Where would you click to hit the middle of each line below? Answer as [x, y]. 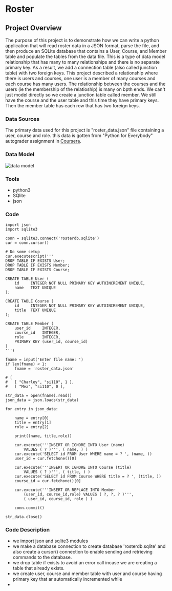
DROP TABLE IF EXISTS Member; [38, 265]
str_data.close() [24, 517]
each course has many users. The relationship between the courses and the [85, 84]
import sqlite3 [21, 230]
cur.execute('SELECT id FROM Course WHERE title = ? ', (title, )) [88, 476]
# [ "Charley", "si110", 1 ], [40, 382]
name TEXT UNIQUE [35, 288]
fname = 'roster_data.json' [44, 369]
